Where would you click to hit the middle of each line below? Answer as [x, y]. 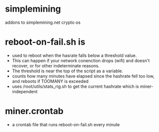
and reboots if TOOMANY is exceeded [50, 81]
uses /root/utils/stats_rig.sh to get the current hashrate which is [75, 86]
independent [25, 91]
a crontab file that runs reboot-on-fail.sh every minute [66, 124]
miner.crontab [34, 111]
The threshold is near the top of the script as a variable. [68, 71]
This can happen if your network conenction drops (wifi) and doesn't [81, 60]
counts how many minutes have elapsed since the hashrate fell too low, [83, 76]
